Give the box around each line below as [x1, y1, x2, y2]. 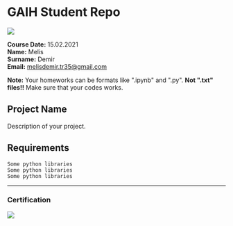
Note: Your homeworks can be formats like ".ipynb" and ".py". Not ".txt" [7, 76, 214, 84]
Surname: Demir [7, 55, 55, 63]
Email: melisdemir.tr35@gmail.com [7, 62, 107, 70]
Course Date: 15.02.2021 [7, 40, 78, 49]
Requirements [7, 142, 69, 154]
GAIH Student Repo [7, 4, 121, 20]
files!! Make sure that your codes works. [7, 83, 123, 91]
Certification [7, 195, 51, 205]
